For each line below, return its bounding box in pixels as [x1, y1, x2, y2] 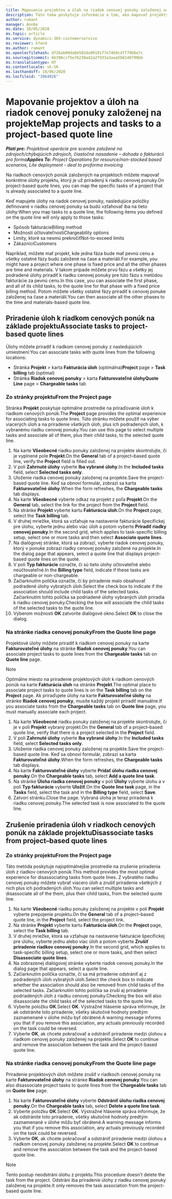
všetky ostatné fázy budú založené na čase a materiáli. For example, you [6, 256, 158, 262]
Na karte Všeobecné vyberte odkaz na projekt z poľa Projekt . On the [13, 496, 158, 502]
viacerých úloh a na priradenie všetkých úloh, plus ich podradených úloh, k [6, 421, 164, 427]
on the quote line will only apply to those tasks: [6, 214, 105, 220]
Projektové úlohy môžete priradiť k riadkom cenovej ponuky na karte [6, 640, 150, 647]
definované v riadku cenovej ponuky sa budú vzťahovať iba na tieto [6, 203, 148, 210]
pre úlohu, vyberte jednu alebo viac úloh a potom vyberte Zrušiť [13, 938, 149, 944]
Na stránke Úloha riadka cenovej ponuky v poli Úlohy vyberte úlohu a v [13, 778, 165, 785]
